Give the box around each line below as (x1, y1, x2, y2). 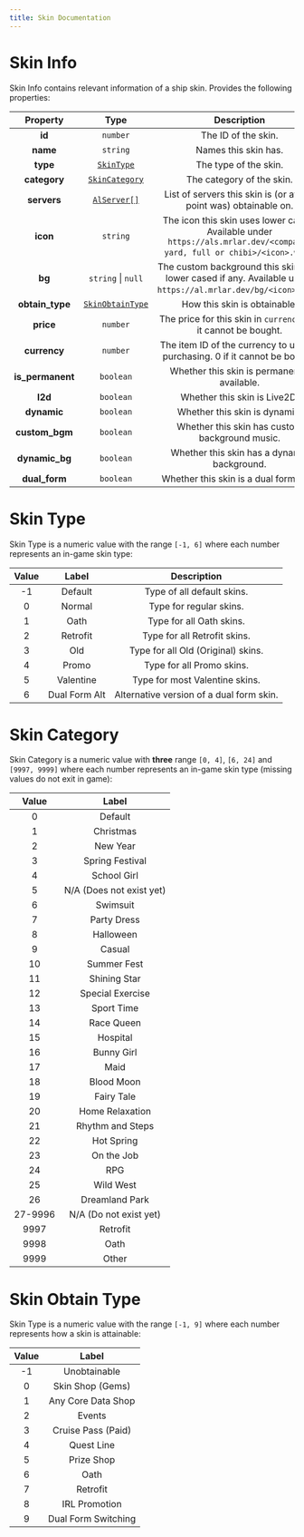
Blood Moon (89, 1075, 141, 1088)
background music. (198, 432, 280, 444)
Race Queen (89, 1017, 142, 1029)
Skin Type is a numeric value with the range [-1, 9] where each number (9, 1318, 280, 1329)
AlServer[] (92, 194, 140, 205)
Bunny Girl (92, 1046, 138, 1059)
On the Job (91, 1149, 138, 1162)
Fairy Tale (94, 1090, 136, 1103)
